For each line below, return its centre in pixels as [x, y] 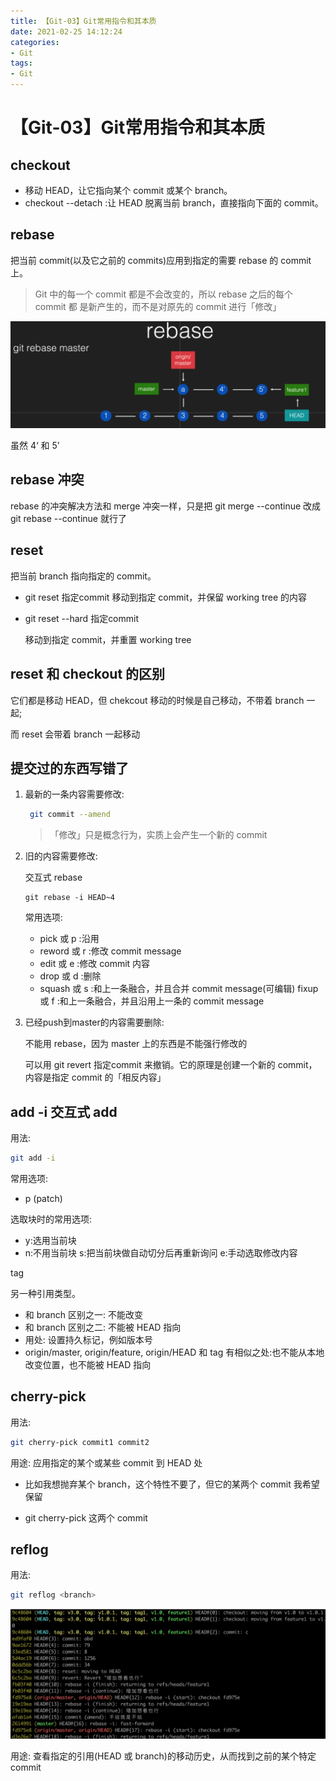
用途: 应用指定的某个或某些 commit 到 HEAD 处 [106, 1462]
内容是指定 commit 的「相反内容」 [95, 1077]
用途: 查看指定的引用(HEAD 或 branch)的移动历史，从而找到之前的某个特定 [163, 1756]
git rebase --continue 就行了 [68, 518]
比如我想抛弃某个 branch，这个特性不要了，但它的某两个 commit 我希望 [172, 1484]
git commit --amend [70, 815]
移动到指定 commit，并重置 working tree [108, 639]
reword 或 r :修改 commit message [110, 951]
